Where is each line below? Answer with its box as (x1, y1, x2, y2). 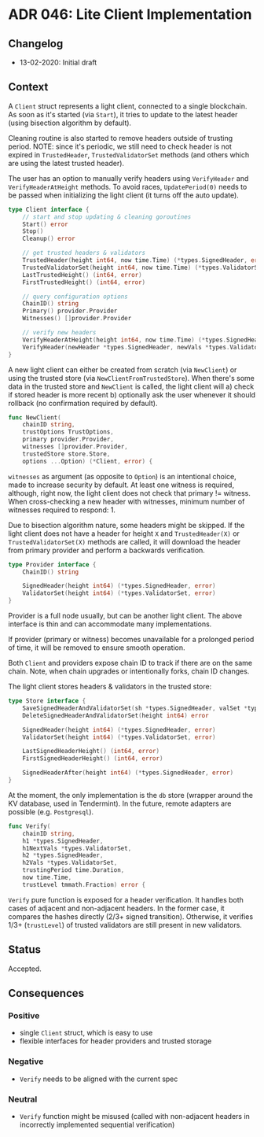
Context (8, 80, 49, 94)
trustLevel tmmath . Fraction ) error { (22, 880, 146, 888)
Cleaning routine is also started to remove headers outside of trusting (8, 133, 233, 142)
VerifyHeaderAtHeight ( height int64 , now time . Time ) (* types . (22, 336, 226, 344)
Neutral (8, 1094, 38, 1105)
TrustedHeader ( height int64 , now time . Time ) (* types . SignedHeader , (22, 257, 247, 264)
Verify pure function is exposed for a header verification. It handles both (8, 895, 244, 904)
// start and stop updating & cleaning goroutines (22, 212, 192, 221)
